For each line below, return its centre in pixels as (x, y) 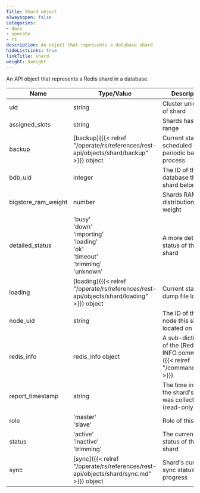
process (174, 160)
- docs (14, 28)
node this (175, 321)
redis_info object (97, 356)
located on (177, 328)
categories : (21, 23)
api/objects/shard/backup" (111, 153)
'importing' (89, 234)
